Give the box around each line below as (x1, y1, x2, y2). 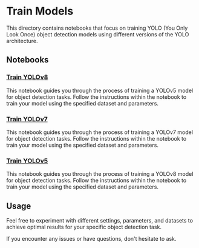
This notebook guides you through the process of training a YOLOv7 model (6, 129, 194, 136)
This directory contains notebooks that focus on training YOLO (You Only (6, 24, 188, 32)
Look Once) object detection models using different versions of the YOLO (6, 30, 189, 38)
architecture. (6, 37, 38, 44)
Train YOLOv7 (6, 115, 48, 123)
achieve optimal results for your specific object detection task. (6, 223, 162, 231)
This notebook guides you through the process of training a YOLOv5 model (6, 87, 194, 94)
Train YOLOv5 (6, 156, 48, 165)
